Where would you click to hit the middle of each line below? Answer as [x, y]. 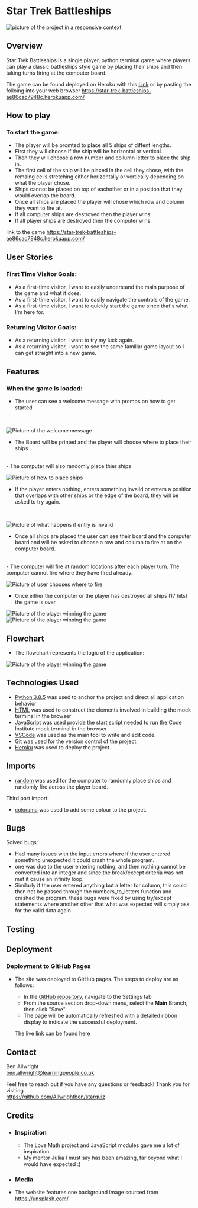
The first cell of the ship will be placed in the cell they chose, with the [99, 171]
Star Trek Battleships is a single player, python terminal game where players [98, 60]
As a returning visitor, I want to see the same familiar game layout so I [99, 347]
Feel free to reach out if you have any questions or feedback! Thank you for [98, 1084]
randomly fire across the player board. [61, 787]
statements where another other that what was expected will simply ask [102, 904]
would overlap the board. [45, 196]
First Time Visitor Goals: [42, 274]
